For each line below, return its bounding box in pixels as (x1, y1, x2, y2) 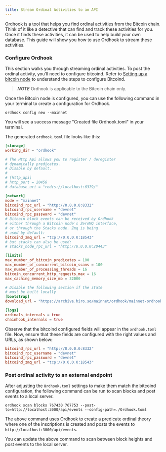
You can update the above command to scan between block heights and (5, 436, 153, 442)
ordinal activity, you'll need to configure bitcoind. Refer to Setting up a (5, 70, 148, 77)
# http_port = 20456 (5, 180, 48, 185)
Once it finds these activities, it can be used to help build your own (5, 31, 141, 37)
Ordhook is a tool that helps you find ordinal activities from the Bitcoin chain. (5, 21, 161, 27)
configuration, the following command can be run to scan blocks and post (5, 388, 156, 394)
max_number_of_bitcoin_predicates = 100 (5, 258, 90, 263)
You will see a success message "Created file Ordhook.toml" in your (5, 118, 144, 124)
